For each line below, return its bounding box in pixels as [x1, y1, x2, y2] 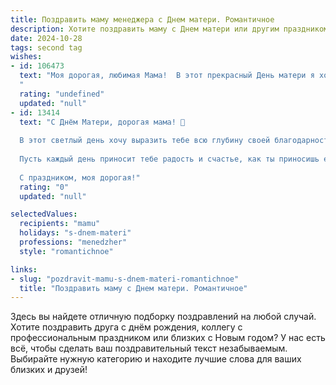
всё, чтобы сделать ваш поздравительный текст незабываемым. [10, 342, 288, 355]
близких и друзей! [10, 364, 88, 376]
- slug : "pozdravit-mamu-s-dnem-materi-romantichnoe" [10, 274, 240, 284]
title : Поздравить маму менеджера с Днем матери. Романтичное [10, 14, 275, 25]
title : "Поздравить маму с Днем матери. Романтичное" [19, 283, 248, 293]
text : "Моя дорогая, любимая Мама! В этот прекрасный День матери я [19, 71, 315, 81]
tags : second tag [10, 42, 83, 53]
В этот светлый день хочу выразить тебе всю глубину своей [19, 136, 271, 146]
